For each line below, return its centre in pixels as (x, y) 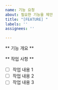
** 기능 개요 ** (19, 48)
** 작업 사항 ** (19, 59)
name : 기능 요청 (20, 10)
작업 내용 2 (23, 76)
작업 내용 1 (23, 70)
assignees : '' (20, 29)
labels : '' (16, 24)
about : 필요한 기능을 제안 (29, 15)
